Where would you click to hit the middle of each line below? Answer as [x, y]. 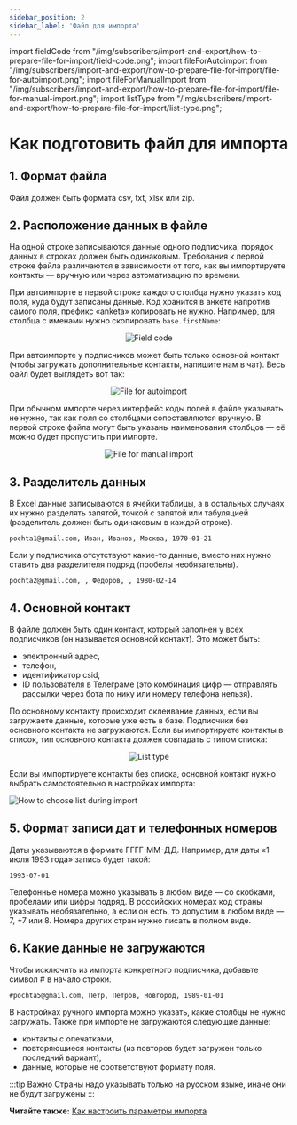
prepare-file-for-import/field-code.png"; [83, 60]
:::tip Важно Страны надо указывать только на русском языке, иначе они [148, 1084]
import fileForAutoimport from [213, 60]
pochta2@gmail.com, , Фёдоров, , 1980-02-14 [93, 581]
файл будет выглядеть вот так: [67, 374]
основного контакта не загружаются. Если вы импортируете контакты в [146, 730]
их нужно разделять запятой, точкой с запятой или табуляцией [129, 513]
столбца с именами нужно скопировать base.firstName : [115, 321]
